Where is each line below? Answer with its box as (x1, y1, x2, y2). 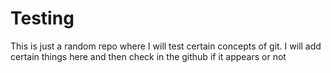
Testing (10, 7, 75, 30)
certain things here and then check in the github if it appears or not (10, 50, 287, 62)
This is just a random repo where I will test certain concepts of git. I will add (10, 40, 322, 52)
